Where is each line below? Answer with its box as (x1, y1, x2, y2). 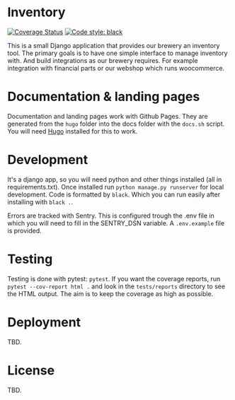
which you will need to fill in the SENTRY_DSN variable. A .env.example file (7, 218, 225, 227)
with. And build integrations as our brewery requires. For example (7, 56, 198, 64)
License (7, 362, 55, 378)
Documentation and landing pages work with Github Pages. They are (7, 112, 208, 120)
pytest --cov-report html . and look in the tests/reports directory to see (7, 282, 225, 290)
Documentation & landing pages (7, 89, 200, 105)
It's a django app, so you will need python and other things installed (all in (7, 175, 222, 184)
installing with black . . (7, 197, 74, 206)
